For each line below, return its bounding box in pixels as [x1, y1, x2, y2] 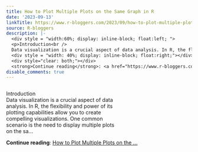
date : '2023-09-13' [6, 14, 54, 20]
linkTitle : [6, 19, 33, 25]
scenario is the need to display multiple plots [6, 121, 115, 128]
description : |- [6, 31, 46, 37]
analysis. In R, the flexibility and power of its [6, 103, 113, 110]
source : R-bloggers [6, 25, 54, 31]
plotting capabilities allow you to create [6, 109, 101, 116]
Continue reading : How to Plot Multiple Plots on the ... [6, 139, 138, 146]
